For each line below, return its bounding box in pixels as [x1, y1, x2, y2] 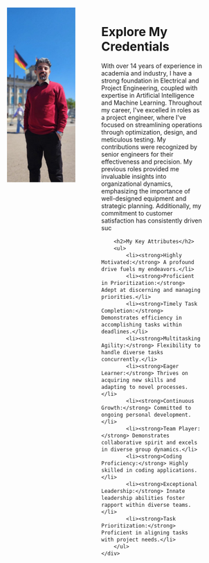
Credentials [101, 39, 170, 55]
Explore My [101, 24, 167, 40]
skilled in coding [101, 467, 154, 474]
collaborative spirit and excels [101, 439, 198, 446]
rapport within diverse [101, 501, 170, 508]
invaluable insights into [101, 172, 167, 180]
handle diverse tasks [101, 349, 164, 356]
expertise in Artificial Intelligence [101, 91, 195, 99]
